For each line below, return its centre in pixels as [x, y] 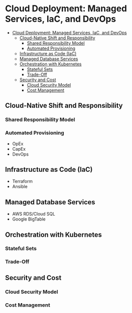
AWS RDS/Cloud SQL [34, 214]
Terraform [22, 181]
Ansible [20, 187]
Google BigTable [29, 219]
